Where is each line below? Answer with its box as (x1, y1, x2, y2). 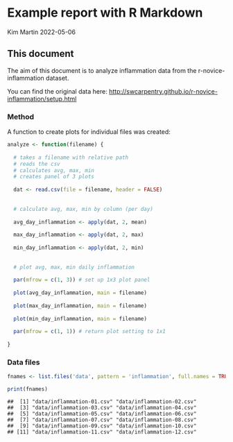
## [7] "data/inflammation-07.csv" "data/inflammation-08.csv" (7, 416, 197, 424)
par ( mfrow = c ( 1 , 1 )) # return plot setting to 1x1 (13, 328, 166, 335)
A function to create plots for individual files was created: (7, 128, 171, 136)
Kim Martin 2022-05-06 (7, 28, 76, 36)
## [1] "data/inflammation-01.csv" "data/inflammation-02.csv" (7, 398, 197, 405)
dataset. (46, 74, 69, 82)
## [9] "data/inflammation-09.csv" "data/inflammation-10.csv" (7, 423, 197, 430)
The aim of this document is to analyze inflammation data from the (7, 66, 197, 74)
